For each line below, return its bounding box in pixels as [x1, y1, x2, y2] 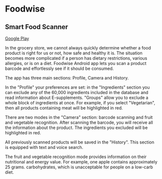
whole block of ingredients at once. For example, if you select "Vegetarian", [5, 100, 156, 105]
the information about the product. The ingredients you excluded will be [5, 125, 148, 130]
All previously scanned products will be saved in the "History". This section [5, 139, 155, 145]
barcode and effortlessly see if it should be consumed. [5, 65, 114, 71]
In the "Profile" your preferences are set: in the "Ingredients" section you [5, 84, 150, 90]
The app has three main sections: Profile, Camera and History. [5, 75, 129, 81]
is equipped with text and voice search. [5, 145, 84, 150]
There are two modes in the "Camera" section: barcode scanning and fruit [5, 114, 153, 120]
